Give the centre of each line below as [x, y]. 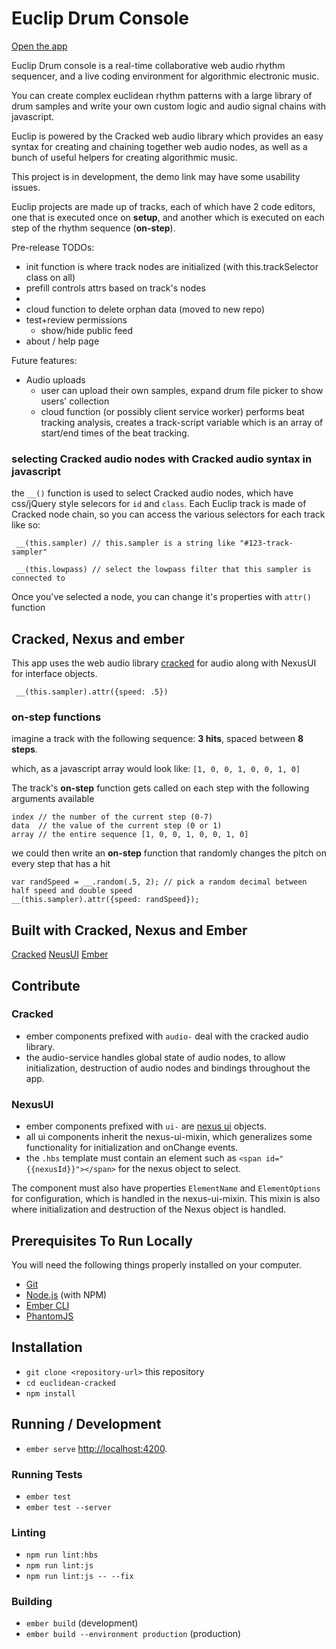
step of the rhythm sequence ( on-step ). [93, 228]
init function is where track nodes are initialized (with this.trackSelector [172, 266]
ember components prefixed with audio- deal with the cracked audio [167, 1036]
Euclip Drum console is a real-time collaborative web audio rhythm [148, 65]
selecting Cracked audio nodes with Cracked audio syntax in [162, 459]
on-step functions [56, 717]
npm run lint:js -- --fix [79, 1577]
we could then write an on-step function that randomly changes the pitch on [169, 853]
